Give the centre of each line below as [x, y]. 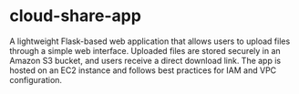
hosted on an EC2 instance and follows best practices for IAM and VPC [143, 70]
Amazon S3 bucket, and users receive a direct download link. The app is [145, 60]
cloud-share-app [75, 16]
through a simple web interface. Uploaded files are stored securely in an [145, 50]
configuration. [36, 79]
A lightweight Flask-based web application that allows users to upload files [150, 41]
